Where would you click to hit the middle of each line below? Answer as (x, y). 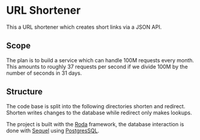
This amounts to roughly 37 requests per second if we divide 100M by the (97, 66)
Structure (25, 92)
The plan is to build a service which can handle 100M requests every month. (100, 60)
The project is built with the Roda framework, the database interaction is (95, 124)
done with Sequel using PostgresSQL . (53, 130)
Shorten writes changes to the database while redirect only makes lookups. (99, 112)
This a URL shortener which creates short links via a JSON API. (84, 27)
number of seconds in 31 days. (44, 73)
